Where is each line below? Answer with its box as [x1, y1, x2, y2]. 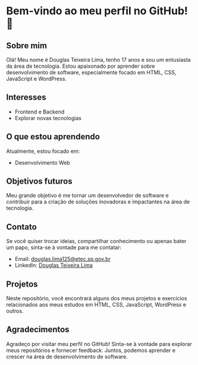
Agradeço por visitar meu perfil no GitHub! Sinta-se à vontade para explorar [6, 340, 192, 347]
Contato [6, 222, 37, 232]
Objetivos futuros [6, 177, 73, 187]
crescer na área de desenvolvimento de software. [6, 353, 128, 360]
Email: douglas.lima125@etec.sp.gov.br [14, 256, 111, 263]
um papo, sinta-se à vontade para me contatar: [6, 244, 122, 251]
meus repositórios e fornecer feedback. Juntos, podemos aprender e [6, 347, 176, 354]
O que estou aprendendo [6, 132, 100, 142]
